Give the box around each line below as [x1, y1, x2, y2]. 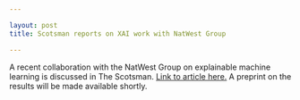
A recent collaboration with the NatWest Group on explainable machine [9, 62, 271, 72]
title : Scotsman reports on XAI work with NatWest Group [9, 29, 227, 38]
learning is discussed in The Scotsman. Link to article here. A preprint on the [9, 71, 292, 81]
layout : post [9, 21, 58, 29]
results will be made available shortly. [9, 80, 148, 91]
